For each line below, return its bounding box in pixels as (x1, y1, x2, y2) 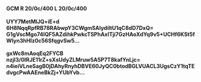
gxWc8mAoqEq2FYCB (6, 50, 64, 57)
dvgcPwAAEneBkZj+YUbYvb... (6, 69, 85, 76)
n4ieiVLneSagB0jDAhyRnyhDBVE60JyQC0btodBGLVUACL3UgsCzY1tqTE (6, 63, 195, 70)
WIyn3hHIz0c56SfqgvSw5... (6, 37, 80, 44)
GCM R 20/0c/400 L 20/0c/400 (6, 5, 87, 12)
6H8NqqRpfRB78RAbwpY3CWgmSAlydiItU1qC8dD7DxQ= (6, 25, 154, 32)
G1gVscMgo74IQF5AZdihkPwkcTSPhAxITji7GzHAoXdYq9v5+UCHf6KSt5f (6, 31, 195, 38)
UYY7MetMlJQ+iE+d (6, 18, 60, 25)
